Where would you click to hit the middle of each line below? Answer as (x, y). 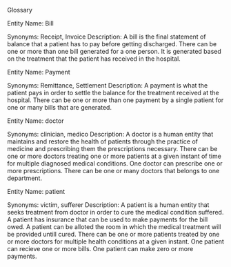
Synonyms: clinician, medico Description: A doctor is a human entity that (110, 134)
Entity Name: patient (36, 191)
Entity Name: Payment (39, 72)
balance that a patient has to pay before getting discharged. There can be (112, 44)
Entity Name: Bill (30, 23)
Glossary (20, 10)
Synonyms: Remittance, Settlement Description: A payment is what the (108, 85)
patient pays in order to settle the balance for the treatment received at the (113, 93)
